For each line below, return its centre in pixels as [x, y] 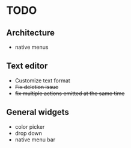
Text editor [27, 66]
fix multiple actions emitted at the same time [70, 93]
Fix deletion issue [37, 87]
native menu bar [35, 140]
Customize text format [42, 80]
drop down [28, 133]
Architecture [31, 33]
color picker [30, 126]
